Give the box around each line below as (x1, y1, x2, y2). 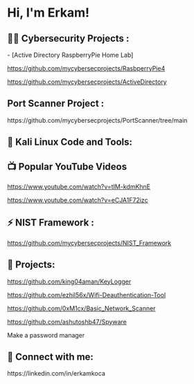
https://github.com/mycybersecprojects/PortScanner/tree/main (7, 116, 188, 124)
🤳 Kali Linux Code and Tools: (7, 137, 133, 148)
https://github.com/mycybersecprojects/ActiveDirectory (7, 78, 168, 86)
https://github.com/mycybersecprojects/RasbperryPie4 (7, 64, 166, 72)
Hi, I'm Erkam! (7, 5, 90, 21)
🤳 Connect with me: (7, 351, 94, 363)
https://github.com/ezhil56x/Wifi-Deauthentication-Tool (7, 290, 166, 299)
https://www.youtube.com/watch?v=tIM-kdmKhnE (7, 182, 151, 191)
